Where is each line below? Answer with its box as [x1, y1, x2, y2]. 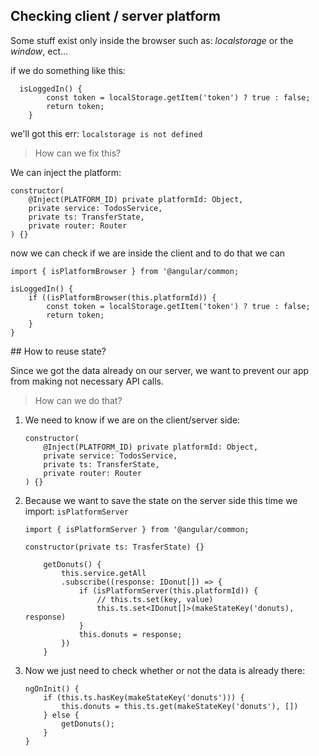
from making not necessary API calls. [10, 375, 165, 387]
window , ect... [10, 45, 69, 57]
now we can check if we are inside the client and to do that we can [10, 247, 286, 259]
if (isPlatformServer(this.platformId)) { [78, 585, 259, 596]
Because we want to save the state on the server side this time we [24, 494, 298, 506]
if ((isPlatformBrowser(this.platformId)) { [28, 292, 217, 303]
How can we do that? [34, 394, 123, 406]
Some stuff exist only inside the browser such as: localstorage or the [10, 34, 294, 46]
